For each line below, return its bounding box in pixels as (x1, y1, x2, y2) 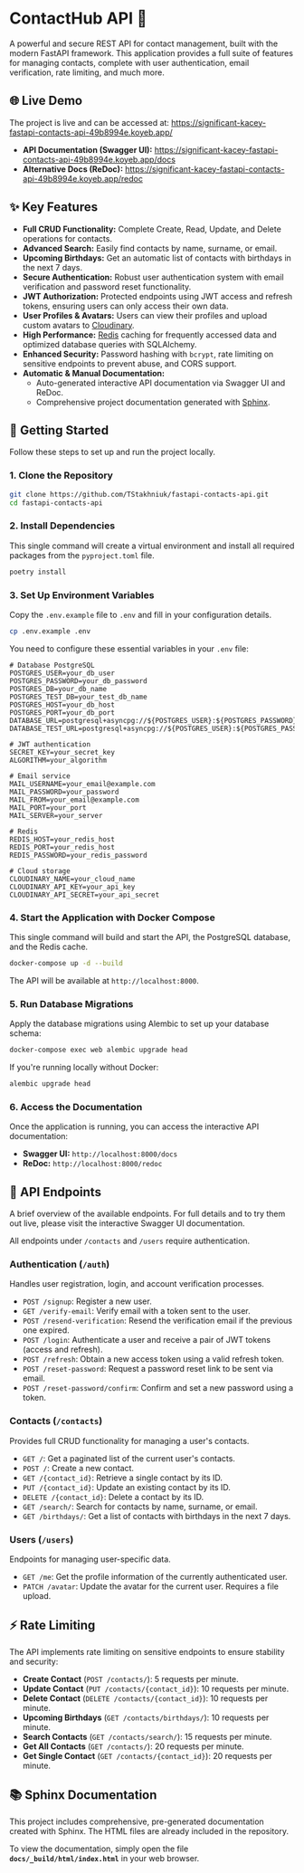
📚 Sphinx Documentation (9, 1787, 157, 1803)
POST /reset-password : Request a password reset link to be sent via (22, 1364, 273, 1374)
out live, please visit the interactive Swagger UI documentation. (9, 1218, 245, 1229)
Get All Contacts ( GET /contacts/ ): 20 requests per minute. (22, 1741, 244, 1752)
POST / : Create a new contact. (22, 1462, 134, 1473)
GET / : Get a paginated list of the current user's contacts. (22, 1452, 235, 1464)
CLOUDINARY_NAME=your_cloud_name (9, 874, 136, 883)
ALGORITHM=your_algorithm (9, 756, 107, 765)
